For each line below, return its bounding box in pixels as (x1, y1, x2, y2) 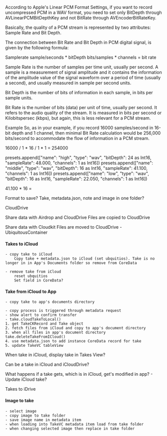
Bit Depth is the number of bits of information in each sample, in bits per (5, 90, 153, 95)
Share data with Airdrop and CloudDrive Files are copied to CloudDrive (5, 214, 151, 220)
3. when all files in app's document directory (5, 330, 106, 335)
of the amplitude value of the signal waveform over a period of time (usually (5, 75, 161, 80)
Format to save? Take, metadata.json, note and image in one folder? (5, 195, 145, 201)
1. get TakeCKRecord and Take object (5, 321, 84, 326)
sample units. (5, 95, 33, 101)
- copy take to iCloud (5, 252, 52, 257)
